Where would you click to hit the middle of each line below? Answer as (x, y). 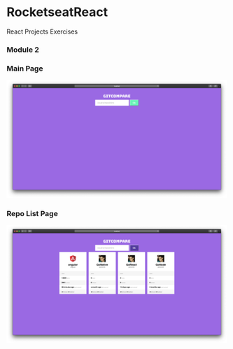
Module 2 (23, 50)
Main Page (25, 69)
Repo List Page (33, 213)
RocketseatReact (57, 12)
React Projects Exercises (42, 31)
